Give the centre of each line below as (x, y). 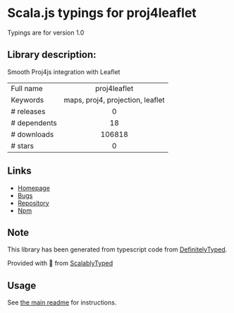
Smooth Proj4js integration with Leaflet (64, 71)
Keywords (27, 100)
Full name (27, 88)
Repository (33, 203)
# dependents (34, 123)
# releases (28, 111)
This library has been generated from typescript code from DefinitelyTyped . (117, 249)
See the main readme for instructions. (62, 302)
